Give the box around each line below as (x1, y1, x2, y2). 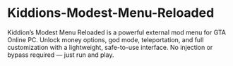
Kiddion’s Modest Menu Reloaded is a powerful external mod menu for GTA (7, 28, 227, 37)
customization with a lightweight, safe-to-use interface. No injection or (7, 43, 213, 51)
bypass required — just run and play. (7, 51, 114, 59)
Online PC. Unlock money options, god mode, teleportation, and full (7, 35, 204, 44)
